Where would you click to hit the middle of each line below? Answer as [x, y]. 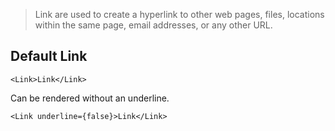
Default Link [49, 56]
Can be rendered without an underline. [90, 98]
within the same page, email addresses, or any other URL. [153, 25]
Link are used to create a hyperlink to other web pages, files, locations [179, 14]
